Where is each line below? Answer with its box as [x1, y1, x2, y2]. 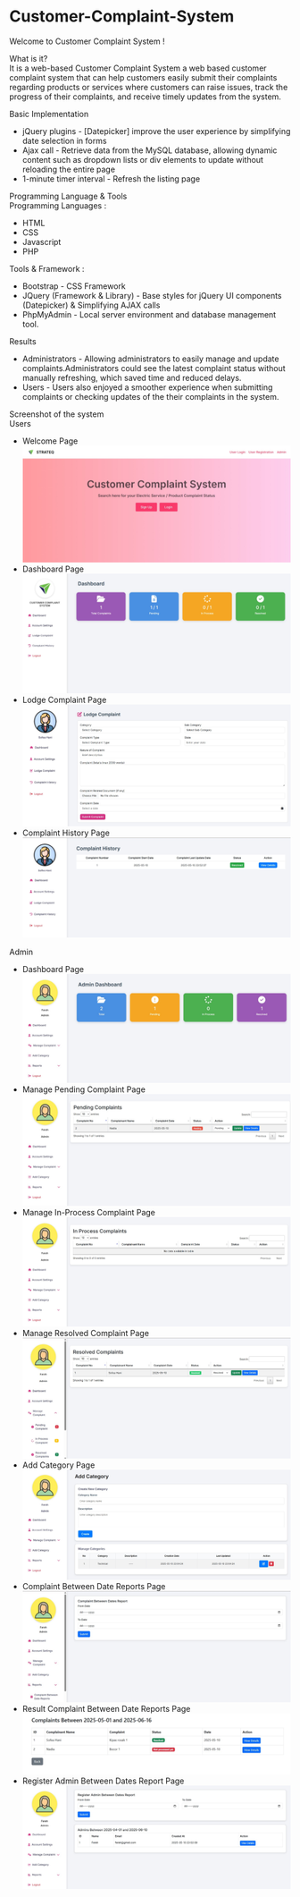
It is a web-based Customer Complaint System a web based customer [9, 63, 267, 73]
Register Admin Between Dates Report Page [21, 1775, 185, 1786]
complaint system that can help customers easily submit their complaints [9, 72, 278, 82]
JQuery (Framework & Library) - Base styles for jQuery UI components [21, 290, 282, 301]
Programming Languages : [9, 199, 107, 211]
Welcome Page [21, 436, 79, 446]
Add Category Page [21, 1460, 96, 1470]
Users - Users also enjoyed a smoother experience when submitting [21, 382, 273, 393]
